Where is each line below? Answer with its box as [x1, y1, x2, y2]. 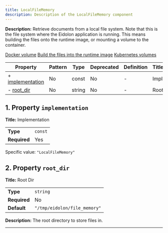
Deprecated [90, 63, 119, 70]
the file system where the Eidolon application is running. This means [5, 31, 146, 37]
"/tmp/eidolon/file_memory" [34, 205, 101, 211]
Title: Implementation [5, 117, 50, 123]
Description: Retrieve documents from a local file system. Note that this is [5, 26, 158, 32]
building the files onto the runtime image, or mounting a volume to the [5, 36, 149, 43]
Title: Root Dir [5, 177, 34, 183]
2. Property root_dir [5, 164, 70, 172]
